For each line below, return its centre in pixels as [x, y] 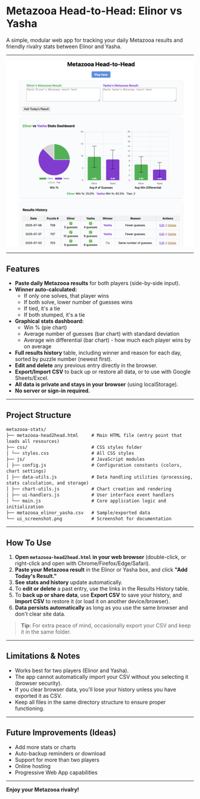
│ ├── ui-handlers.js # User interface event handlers [90, 495]
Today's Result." [36, 576]
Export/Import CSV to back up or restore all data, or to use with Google [103, 372]
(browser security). [38, 683]
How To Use [29, 543]
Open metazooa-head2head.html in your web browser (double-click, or [100, 557]
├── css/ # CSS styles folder [74, 448]
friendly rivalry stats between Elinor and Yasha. [64, 46]
